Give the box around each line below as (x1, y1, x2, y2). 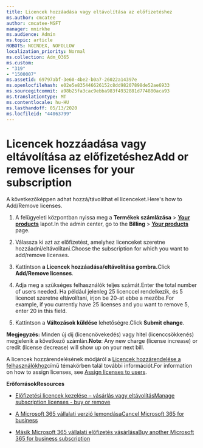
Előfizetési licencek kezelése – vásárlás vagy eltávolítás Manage (15, 392, 175, 399)
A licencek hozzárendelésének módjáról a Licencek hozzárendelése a (6, 356, 181, 363)
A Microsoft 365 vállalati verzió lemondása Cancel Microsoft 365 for (15, 410, 184, 418)
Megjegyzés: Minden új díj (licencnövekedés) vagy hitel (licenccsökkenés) (6, 331, 194, 338)
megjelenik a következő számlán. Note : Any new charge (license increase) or (6, 337, 198, 345)
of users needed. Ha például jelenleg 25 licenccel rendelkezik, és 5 (15, 288, 184, 295)
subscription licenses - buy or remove (15, 399, 111, 406)
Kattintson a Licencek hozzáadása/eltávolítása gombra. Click (15, 263, 170, 271)
